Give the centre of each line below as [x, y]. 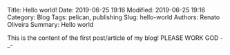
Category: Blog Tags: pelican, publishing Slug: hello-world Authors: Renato [114, 17]
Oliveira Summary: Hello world [50, 24]
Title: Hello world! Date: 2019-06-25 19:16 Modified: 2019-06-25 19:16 [106, 10]
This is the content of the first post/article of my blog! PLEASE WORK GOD [113, 38]
